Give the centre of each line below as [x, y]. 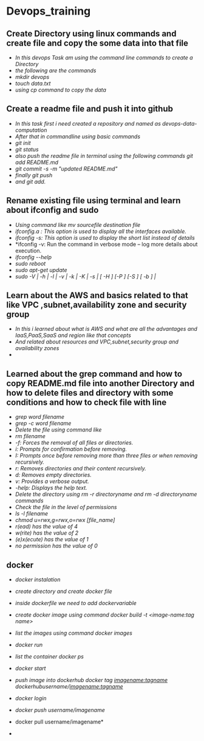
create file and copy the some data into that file [97, 43]
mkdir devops [32, 77]
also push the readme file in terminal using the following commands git [104, 155]
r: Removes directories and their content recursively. [81, 469]
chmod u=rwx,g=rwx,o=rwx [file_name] [65, 520]
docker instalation [38, 580]
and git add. [30, 181]
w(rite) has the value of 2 [47, 533]
